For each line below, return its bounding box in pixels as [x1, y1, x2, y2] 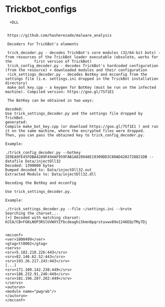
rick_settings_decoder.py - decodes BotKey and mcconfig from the [7, 72, 148, 77]
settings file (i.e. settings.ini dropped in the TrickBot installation [5, 76, 159, 81]
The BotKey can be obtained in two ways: [7, 98, 94, 103]
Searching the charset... [5, 211, 58, 216]
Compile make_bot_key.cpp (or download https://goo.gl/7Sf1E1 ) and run [5, 124, 159, 129]
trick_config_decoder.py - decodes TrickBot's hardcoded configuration [7, 63, 159, 68]
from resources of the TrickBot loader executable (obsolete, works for [5, 55, 159, 60]
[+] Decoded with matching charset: [5, 215, 81, 220]
